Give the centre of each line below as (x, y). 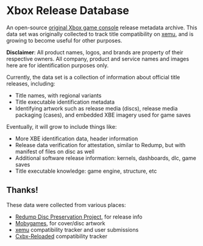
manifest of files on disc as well (55, 151)
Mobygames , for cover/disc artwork (60, 223)
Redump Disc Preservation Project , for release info (79, 217)
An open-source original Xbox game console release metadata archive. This (102, 27)
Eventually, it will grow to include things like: (62, 126)
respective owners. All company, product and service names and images (98, 59)
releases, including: (31, 84)
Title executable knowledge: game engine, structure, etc (86, 171)
